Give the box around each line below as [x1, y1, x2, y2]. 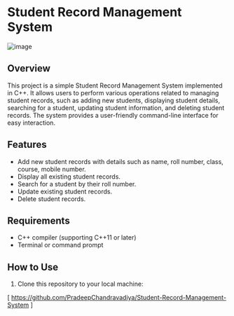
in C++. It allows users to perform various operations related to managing [7, 88, 219, 97]
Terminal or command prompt [17, 241, 104, 249]
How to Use [7, 261, 59, 273]
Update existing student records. [17, 187, 113, 195]
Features [7, 139, 47, 151]
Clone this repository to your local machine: [17, 280, 144, 288]
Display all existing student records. [17, 172, 121, 181]
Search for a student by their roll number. [17, 179, 137, 188]
